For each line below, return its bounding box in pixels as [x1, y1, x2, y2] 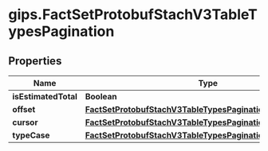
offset [12, 104, 36, 114]
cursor [12, 117, 38, 128]
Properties [8, 54, 62, 68]
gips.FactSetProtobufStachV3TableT [8, 6, 258, 24]
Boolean [85, 91, 117, 102]
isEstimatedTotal [12, 91, 78, 102]
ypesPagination [8, 22, 115, 41]
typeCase [12, 130, 50, 141]
